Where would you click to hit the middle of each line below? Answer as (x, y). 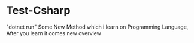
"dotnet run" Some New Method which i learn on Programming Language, (97, 27)
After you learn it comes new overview (54, 33)
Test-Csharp (38, 10)
